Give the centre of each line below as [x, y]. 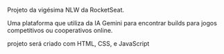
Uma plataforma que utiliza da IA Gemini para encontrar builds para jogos [112, 23]
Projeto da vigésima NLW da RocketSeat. [66, 10]
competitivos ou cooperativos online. [60, 30]
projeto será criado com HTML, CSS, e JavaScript [78, 43]
